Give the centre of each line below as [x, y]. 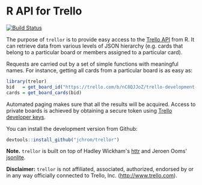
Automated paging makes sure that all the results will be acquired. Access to [101, 104]
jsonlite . [16, 157]
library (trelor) [26, 81]
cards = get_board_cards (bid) [44, 92]
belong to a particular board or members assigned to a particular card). [94, 52]
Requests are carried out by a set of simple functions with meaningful [93, 64]
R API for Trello [44, 11]
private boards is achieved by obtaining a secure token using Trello [89, 110]
